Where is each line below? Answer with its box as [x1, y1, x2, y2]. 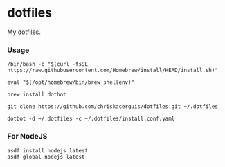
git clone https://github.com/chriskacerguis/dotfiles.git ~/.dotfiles [7, 103, 218, 110]
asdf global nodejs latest [7, 153, 85, 160]
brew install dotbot [7, 91, 67, 98]
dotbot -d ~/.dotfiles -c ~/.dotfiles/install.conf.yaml [7, 116, 175, 123]
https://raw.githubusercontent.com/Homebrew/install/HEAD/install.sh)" [7, 67, 218, 74]
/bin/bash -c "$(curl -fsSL [7, 61, 89, 68]
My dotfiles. [7, 28, 42, 36]
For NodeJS [7, 132, 48, 141]
